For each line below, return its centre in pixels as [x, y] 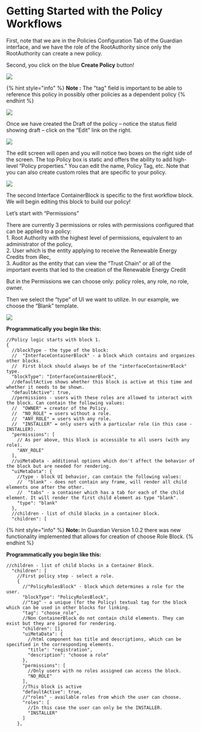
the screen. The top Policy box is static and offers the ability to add [89, 159]
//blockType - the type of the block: [60, 350]
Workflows [34, 24]
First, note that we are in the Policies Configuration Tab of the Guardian [94, 40]
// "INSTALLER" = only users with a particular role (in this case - [102, 424]
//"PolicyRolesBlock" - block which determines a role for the [103, 586]
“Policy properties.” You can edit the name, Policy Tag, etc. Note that [104, 166]
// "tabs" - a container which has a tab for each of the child [101, 492]
